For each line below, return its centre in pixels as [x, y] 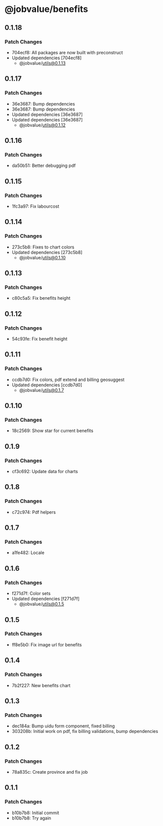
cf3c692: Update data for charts [45, 472]
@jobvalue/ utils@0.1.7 [42, 390]
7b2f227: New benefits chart [41, 685]
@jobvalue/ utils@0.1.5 [42, 604]
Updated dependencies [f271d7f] [46, 599]
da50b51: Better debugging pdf [44, 166]
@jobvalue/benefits [46, 9]
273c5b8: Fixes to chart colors [43, 247]
